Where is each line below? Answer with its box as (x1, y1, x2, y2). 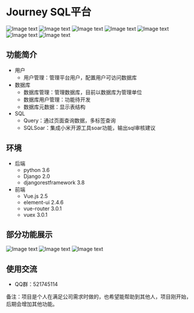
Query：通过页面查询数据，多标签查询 (23, 117, 116, 124)
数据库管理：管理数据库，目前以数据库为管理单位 (23, 89, 142, 96)
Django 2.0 (23, 173, 51, 180)
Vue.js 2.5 (23, 192, 48, 200)
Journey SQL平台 (6, 5, 92, 19)
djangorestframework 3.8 (23, 179, 85, 186)
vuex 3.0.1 (23, 211, 48, 218)
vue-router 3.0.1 (23, 205, 62, 212)
